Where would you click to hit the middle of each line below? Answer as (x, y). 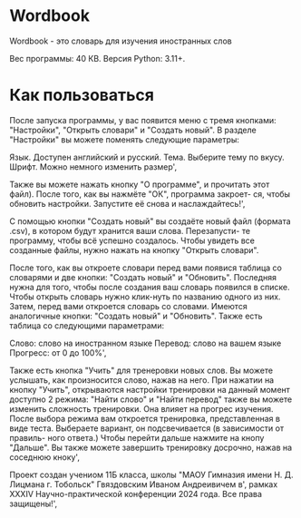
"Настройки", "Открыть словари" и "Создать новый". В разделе (133, 130)
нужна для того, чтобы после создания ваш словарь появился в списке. (150, 287)
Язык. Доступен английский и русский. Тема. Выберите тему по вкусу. (147, 157)
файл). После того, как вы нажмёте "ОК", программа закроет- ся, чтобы (150, 194)
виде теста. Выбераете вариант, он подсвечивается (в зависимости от (146, 428)
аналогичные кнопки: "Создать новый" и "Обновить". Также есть (136, 316)
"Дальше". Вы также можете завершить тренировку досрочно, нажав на (151, 447)
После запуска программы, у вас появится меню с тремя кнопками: (143, 120)
